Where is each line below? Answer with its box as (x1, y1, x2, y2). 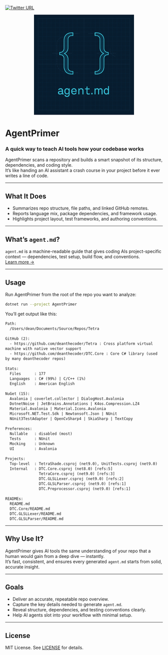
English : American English (9, 381, 75, 386)
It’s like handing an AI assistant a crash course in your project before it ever (5, 168, 160, 174)
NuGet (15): (5, 391, 30, 396)
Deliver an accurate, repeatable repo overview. (12, 596, 109, 602)
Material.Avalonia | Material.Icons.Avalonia (9, 406, 106, 411)
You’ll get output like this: (5, 311, 57, 317)
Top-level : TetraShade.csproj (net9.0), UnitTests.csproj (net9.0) (9, 461, 157, 466)
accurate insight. (5, 563, 40, 570)
